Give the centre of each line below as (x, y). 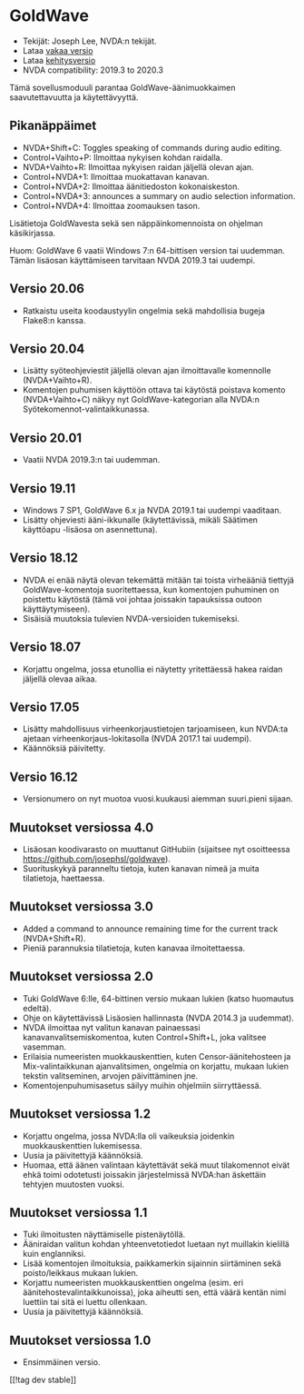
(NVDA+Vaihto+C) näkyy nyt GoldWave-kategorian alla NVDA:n (141, 400)
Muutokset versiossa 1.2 (80, 1114)
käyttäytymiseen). (56, 609)
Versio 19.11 (43, 488)
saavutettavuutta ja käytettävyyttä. (74, 97)
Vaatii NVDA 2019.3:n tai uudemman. (91, 460)
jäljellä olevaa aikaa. (60, 679)
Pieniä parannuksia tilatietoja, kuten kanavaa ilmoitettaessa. (134, 948)
